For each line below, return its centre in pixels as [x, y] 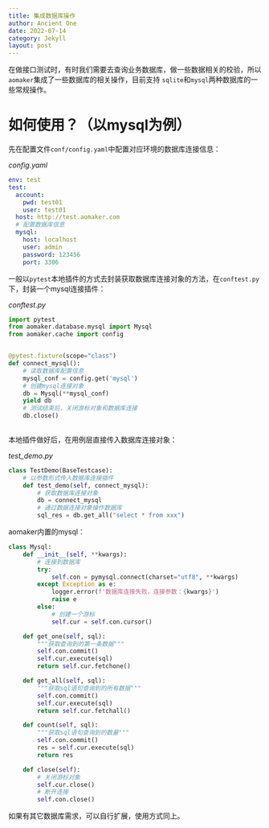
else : [47, 607]
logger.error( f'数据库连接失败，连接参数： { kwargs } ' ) [135, 592]
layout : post [30, 46]
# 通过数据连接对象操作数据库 [80, 508]
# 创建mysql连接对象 [53, 386]
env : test [25, 180]
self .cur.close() [66, 785]
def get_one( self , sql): [64, 636]
